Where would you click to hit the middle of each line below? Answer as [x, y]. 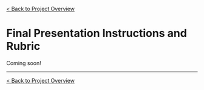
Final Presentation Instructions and [97, 33]
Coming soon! [24, 63]
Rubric [23, 47]
